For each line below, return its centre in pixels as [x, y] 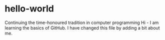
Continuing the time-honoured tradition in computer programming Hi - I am [82, 22]
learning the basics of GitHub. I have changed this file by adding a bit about [82, 27]
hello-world [29, 9]
